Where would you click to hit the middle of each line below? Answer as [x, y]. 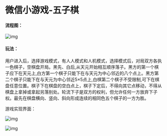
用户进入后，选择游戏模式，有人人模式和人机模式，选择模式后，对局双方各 [81, 61]
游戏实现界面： [20, 109]
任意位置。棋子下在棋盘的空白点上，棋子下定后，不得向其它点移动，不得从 [85, 86]
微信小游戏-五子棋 [42, 10]
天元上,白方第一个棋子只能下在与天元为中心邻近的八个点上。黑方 [88, 73]
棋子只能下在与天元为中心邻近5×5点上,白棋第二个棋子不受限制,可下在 [84, 79]
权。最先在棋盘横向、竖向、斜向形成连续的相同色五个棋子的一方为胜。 [77, 98]
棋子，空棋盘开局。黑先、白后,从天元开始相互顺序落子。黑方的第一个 [84, 67]
